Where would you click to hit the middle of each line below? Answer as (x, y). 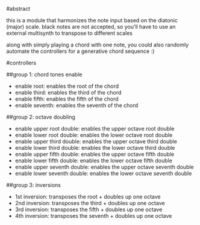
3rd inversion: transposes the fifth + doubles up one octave (89, 209)
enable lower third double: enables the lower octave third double (95, 148)
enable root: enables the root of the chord (67, 86)
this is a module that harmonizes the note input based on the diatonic (92, 20)
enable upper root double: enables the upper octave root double (95, 128)
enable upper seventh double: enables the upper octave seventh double (104, 167)
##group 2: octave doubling (41, 117)
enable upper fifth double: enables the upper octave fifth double (95, 154)
